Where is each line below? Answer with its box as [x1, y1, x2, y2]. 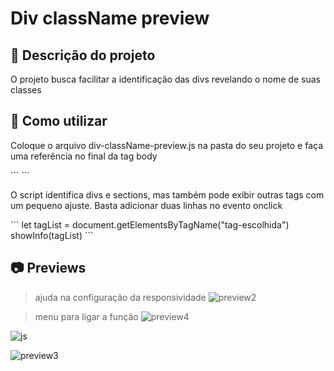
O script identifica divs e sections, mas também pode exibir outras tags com [10, 188, 325, 201]
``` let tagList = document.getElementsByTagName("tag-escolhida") [10, 218, 290, 231]
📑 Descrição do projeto [10, 47, 156, 64]
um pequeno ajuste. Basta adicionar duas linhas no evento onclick [10, 199, 283, 211]
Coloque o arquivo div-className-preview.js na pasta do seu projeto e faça [10, 139, 324, 151]
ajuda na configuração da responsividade [34, 291, 207, 303]
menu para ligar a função [34, 310, 139, 322]
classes [10, 84, 42, 96]
